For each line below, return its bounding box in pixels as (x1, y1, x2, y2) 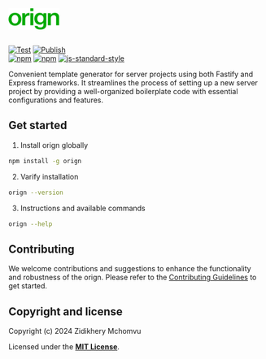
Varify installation (20, 171, 79, 181)
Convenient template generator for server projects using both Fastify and (8, 69, 254, 79)
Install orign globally (20, 140, 89, 149)
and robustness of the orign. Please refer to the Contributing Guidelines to (8, 272, 257, 283)
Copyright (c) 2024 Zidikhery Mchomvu (8, 327, 142, 336)
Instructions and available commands (20, 203, 146, 213)
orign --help (8, 219, 53, 228)
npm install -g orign (8, 157, 82, 165)
